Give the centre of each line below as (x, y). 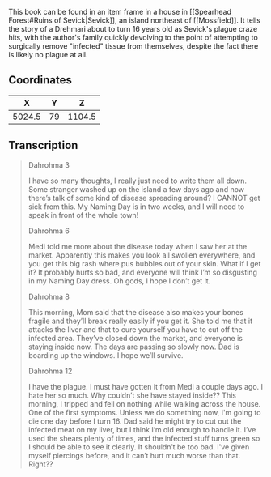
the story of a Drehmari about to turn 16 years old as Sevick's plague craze (133, 29)
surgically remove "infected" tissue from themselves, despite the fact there (133, 46)
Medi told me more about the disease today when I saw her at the (138, 246)
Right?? (40, 464)
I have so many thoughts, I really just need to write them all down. (138, 181)
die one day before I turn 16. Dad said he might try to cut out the (135, 421)
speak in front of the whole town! (83, 215)
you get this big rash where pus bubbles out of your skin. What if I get (144, 263)
